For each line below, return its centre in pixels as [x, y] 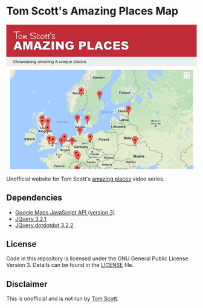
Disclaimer [27, 284]
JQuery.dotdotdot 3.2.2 [44, 225]
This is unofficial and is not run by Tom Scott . [63, 299]
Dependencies [34, 198]
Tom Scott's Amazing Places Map [92, 11]
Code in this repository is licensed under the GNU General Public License [97, 258]
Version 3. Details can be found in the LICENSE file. [70, 265]
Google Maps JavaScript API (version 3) [65, 212]
